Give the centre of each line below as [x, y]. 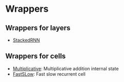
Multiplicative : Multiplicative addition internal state [66, 68]
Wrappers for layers [38, 28]
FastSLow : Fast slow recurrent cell [49, 74]
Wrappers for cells [36, 56]
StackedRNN [26, 40]
